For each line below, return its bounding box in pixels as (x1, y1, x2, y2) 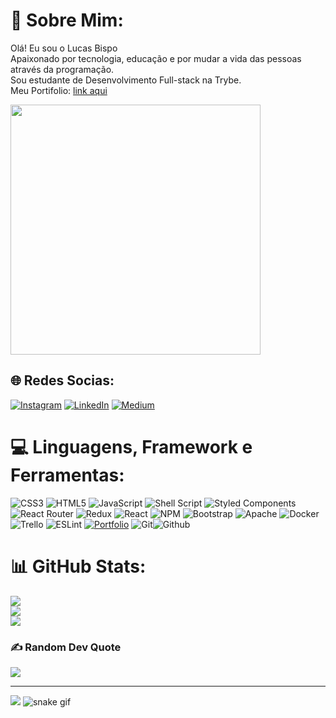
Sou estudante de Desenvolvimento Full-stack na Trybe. (10, 74, 242, 86)
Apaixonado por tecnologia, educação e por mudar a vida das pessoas (10, 52, 302, 64)
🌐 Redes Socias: (10, 372, 115, 389)
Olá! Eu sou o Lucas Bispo (10, 42, 118, 54)
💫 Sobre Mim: (10, 9, 124, 32)
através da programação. (10, 63, 115, 75)
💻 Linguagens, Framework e (10, 435, 253, 458)
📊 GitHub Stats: (10, 555, 147, 578)
